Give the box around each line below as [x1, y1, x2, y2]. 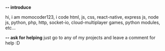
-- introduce [5, 5, 32, 10]
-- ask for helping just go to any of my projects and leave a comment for [5, 35, 156, 40]
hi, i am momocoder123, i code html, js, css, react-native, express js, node [5, 14, 159, 20]
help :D [5, 40, 20, 46]
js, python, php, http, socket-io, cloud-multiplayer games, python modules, [5, 20, 160, 25]
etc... [5, 25, 16, 31]
